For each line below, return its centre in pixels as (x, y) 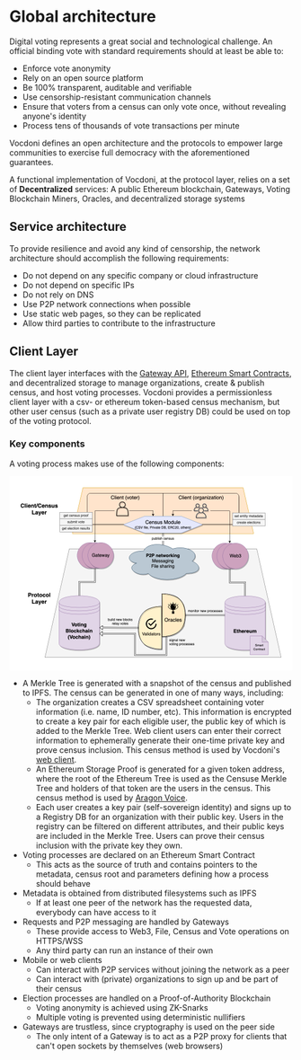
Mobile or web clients (62, 959)
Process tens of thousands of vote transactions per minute (131, 125)
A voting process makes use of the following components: (117, 464)
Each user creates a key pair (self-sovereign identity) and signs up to (164, 807)
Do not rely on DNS (58, 295)
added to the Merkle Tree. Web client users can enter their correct (158, 730)
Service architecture (68, 227)
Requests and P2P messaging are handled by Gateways (125, 922)
